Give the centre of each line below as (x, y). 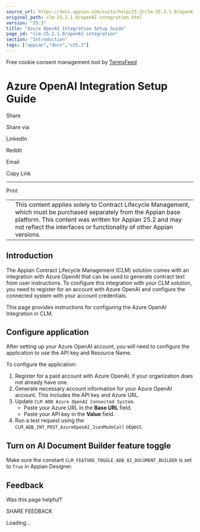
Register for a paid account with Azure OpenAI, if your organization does (104, 376)
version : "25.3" (26, 23)
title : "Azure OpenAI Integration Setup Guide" (66, 28)
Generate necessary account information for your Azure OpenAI (93, 389)
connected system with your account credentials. (67, 295)
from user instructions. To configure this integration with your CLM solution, (99, 283)
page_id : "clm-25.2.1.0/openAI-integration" (62, 34)
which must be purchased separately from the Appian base (98, 212)
